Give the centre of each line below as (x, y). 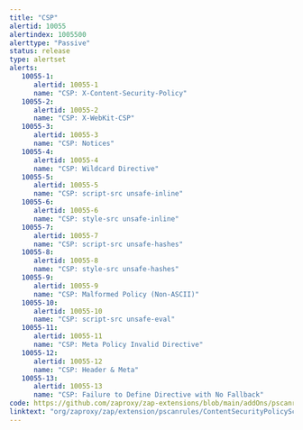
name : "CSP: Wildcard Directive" (96, 169)
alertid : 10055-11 (68, 336)
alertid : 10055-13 (68, 387)
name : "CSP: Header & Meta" (86, 370)
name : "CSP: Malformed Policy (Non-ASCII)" (116, 294)
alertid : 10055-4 (66, 160)
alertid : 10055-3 (66, 135)
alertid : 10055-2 (66, 110)
